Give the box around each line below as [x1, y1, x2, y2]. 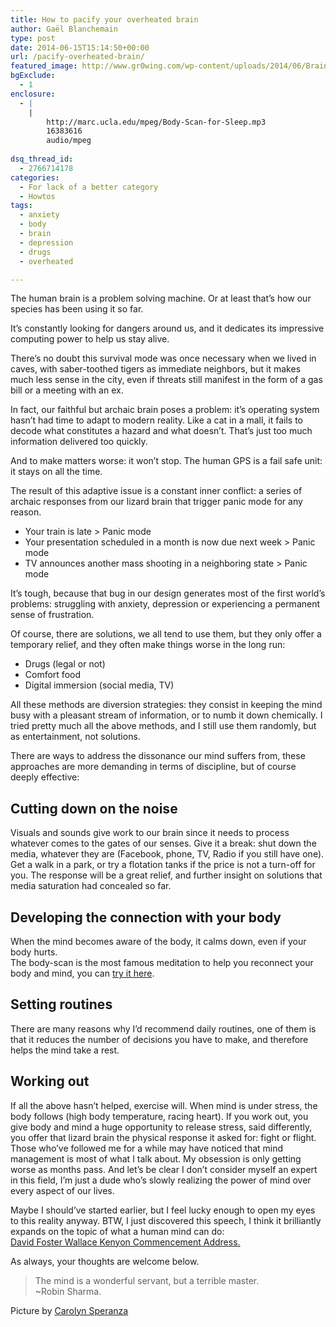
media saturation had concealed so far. [10, 880, 172, 892]
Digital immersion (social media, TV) [24, 679, 175, 691]
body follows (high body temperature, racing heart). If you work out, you [10, 1110, 309, 1122]
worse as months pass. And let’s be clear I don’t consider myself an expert [10, 1163, 318, 1175]
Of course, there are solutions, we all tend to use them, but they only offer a [10, 628, 322, 640]
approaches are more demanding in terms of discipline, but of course [10, 761, 297, 773]
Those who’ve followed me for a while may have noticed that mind [10, 1142, 284, 1154]
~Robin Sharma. [34, 1285, 102, 1297]
